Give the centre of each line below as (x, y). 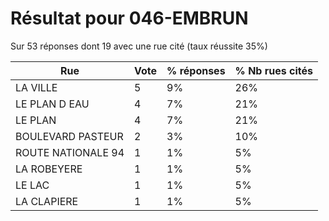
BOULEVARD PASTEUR (69, 136)
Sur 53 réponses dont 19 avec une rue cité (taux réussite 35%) (139, 46)
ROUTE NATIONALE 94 (70, 152)
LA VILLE (36, 87)
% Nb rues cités (273, 70)
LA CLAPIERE (47, 201)
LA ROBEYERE (49, 169)
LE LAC (32, 185)
